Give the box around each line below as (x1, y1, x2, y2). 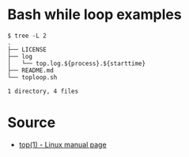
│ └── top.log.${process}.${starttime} (7, 59, 146, 67)
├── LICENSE (7, 45, 47, 53)
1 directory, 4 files (7, 87, 79, 95)
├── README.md (7, 66, 55, 75)
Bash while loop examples (7, 6, 183, 24)
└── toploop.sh (7, 73, 58, 81)
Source (7, 113, 56, 132)
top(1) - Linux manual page (18, 140, 108, 149)
